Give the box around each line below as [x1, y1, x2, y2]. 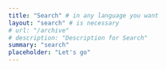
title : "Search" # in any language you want [8, 11, 159, 20]
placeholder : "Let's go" [8, 48, 91, 56]
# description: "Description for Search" [8, 33, 148, 42]
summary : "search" [8, 41, 69, 49]
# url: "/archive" [8, 26, 69, 34]
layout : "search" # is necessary [8, 19, 120, 27]
